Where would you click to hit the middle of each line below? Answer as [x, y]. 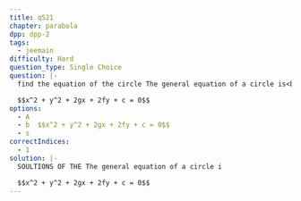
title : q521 [31, 17]
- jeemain [35, 51]
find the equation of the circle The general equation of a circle [146, 84]
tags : [19, 42]
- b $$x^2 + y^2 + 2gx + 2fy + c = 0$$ [94, 125]
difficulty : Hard [42, 59]
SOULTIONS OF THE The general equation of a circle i [120, 166]
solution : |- [34, 158]
